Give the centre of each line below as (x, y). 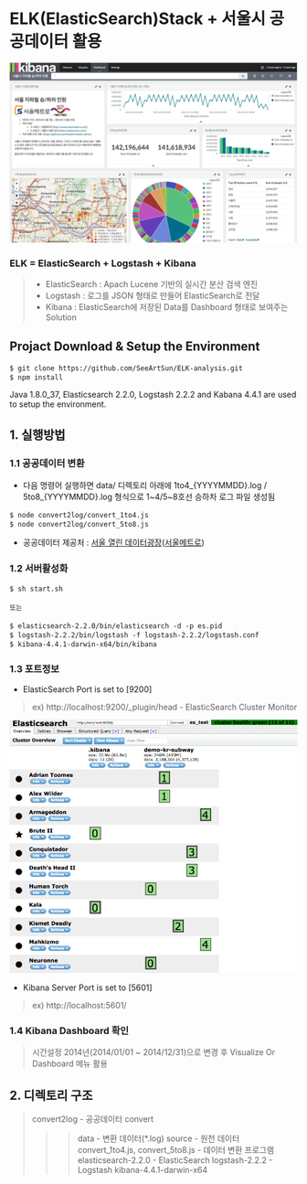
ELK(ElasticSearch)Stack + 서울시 (138, 19)
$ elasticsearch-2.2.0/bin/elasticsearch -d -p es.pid (116, 626)
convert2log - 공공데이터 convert (92, 1119)
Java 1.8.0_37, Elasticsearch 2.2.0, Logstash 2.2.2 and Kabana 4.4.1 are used (153, 395)
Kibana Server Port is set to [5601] (87, 987)
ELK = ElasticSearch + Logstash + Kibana (103, 263)
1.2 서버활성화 (39, 568)
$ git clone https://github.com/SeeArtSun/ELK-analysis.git (127, 368)
